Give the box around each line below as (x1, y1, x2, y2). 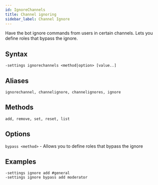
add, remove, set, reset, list (5, 116, 70, 121)
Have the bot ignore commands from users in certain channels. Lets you (5, 30, 153, 36)
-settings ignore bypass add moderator (5, 175, 88, 180)
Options (5, 130, 31, 138)
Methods (5, 103, 34, 112)
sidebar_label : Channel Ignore (5, 16, 70, 21)
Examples (5, 158, 36, 166)
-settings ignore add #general (5, 171, 70, 176)
